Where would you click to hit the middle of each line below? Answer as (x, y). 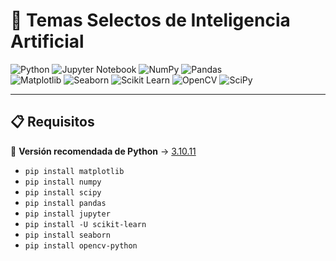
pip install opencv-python (81, 245)
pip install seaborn (67, 235)
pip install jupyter (67, 214)
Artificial (47, 41)
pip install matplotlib (74, 171)
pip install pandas (65, 203)
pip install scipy (63, 192)
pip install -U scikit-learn (85, 224)
